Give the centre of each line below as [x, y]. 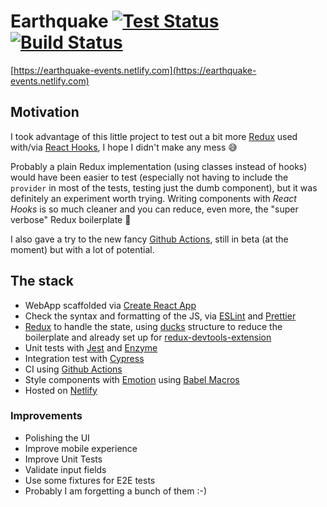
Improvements [46, 416]
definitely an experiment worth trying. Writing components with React [153, 198]
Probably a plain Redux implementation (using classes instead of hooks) [159, 166]
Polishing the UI [57, 437]
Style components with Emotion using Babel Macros [132, 379]
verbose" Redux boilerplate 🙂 [71, 219]
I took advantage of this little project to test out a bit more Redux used [154, 136]
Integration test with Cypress [84, 358]
